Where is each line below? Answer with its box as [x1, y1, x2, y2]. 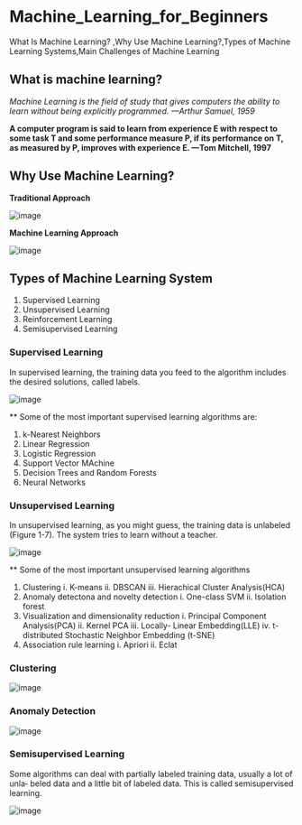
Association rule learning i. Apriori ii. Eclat [22, 639, 178, 650]
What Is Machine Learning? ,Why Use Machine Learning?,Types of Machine [9, 36, 291, 47]
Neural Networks [22, 477, 86, 487]
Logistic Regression [22, 448, 96, 459]
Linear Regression [22, 438, 90, 449]
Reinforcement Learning [22, 314, 113, 325]
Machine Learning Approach [9, 227, 119, 238]
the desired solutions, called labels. [9, 376, 141, 387]
